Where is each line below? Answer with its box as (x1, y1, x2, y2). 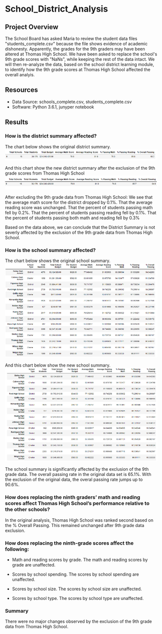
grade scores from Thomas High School (5, 170, 85, 176)
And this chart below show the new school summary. (5, 362, 111, 368)
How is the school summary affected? (5, 247, 96, 253)
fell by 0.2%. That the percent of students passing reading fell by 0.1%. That (5, 210, 157, 215)
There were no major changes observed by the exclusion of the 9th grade (5, 618, 152, 624)
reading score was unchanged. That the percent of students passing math (5, 204, 153, 210)
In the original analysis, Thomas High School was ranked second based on (5, 517, 154, 523)
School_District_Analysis (5, 3, 108, 15)
